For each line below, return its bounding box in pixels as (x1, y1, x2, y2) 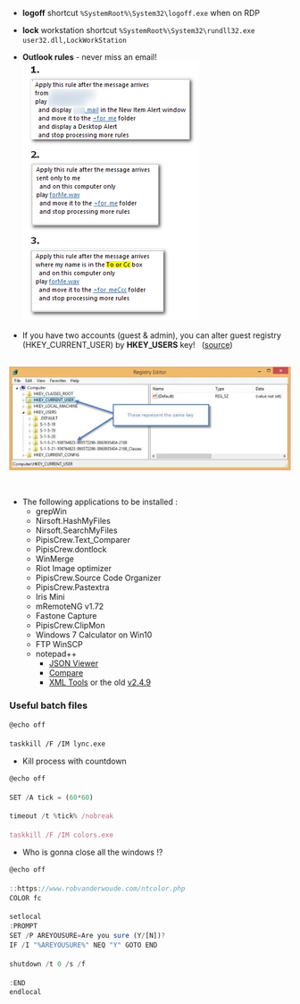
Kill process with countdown (21, 755, 127, 766)
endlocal (9, 988, 42, 997)
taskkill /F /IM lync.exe (9, 739, 105, 749)
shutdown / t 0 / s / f (9, 959, 87, 968)
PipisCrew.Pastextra (35, 582, 110, 593)
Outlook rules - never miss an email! (21, 52, 158, 62)
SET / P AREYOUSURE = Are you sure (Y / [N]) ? (9, 932, 166, 941)
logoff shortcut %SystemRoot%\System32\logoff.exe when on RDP (21, 8, 261, 18)
